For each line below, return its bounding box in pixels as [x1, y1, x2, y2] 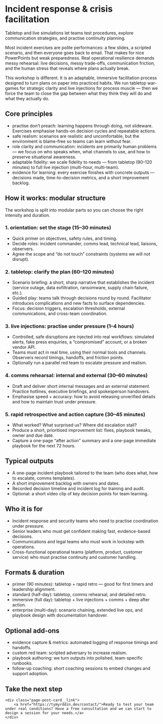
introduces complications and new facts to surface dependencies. [12, 300, 145, 306]
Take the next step [5, 685, 62, 693]
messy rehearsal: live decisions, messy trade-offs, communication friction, [5, 60, 155, 66]
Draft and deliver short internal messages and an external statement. [12, 383, 150, 389]
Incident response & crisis [5, 3, 113, 15]
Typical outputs [5, 457, 54, 465]
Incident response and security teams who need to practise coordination [12, 518, 159, 524]
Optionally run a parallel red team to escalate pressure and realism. [12, 360, 147, 366]
